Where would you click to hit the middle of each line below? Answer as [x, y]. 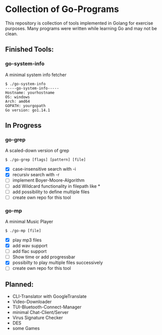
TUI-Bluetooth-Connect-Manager [47, 307]
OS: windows [17, 97]
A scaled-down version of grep [37, 151]
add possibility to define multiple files [51, 192]
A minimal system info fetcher [36, 75]
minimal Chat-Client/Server [40, 312]
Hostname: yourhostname [30, 93]
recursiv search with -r [36, 175]
